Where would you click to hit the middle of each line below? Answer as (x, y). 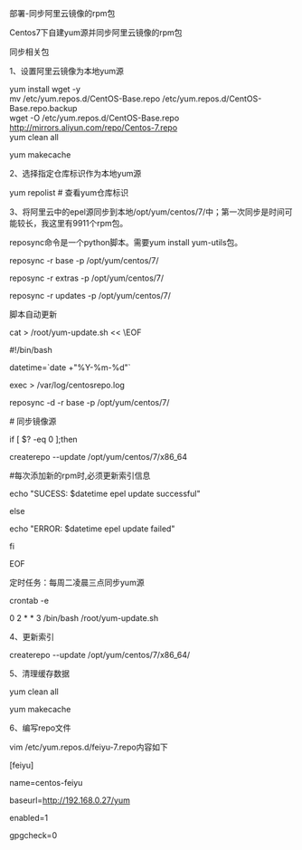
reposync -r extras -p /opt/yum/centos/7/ (87, 278)
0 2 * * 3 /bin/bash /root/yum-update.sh (84, 618)
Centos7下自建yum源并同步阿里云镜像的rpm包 (96, 33)
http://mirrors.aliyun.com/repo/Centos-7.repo (94, 128)
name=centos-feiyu (46, 783)
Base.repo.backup (43, 108)
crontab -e (29, 601)
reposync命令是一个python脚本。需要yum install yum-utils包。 (126, 242)
